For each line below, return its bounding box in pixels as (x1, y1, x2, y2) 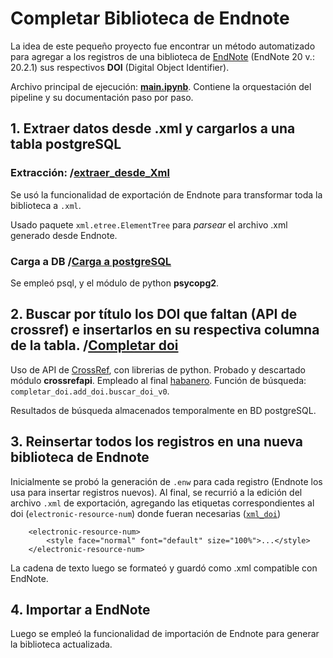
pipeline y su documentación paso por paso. (10, 91, 194, 103)
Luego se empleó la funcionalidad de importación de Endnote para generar (10, 628, 320, 640)
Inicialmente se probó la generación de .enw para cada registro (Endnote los (10, 475, 323, 487)
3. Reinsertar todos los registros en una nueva (10, 433, 303, 451)
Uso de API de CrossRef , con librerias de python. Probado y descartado (10, 363, 306, 376)
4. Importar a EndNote (10, 601, 151, 618)
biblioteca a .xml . (10, 199, 82, 211)
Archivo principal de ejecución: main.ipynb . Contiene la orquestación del (10, 80, 312, 92)
